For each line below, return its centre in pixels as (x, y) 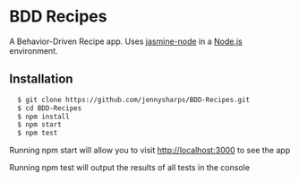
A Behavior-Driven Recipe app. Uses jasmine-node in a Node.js (126, 41)
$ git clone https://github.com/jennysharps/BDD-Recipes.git (134, 100)
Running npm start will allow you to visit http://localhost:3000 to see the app (150, 151)
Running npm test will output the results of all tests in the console (130, 168)
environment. (34, 50)
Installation (41, 79)
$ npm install (43, 117)
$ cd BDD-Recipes (50, 108)
